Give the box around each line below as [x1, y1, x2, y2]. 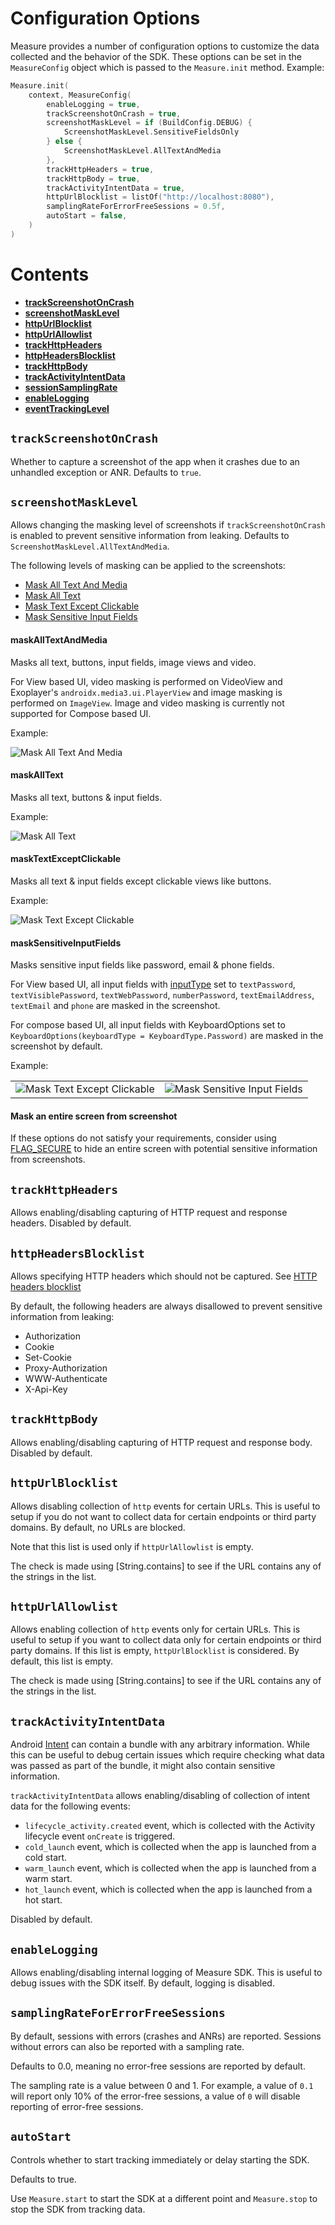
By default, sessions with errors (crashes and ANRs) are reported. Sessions [10, 2030, 322, 2042]
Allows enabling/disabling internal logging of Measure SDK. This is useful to [10, 1967, 323, 1979]
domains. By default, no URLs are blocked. [10, 1521, 186, 1533]
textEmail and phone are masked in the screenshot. [10, 1000, 221, 1012]
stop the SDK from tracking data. [10, 2203, 146, 2215]
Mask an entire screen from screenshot [10, 1110, 178, 1122]
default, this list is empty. [10, 1655, 114, 1667]
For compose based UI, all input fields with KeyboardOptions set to [10, 1019, 286, 1031]
